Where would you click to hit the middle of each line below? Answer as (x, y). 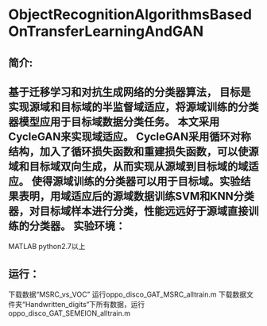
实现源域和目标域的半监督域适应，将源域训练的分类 (133, 107)
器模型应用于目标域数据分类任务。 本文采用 (114, 122)
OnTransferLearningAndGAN (106, 31)
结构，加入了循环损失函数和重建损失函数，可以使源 (133, 151)
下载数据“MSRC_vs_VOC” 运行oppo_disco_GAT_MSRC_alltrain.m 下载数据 (128, 294)
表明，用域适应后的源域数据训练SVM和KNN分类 (137, 196)
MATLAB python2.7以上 (47, 247)
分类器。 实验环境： (77, 226)
